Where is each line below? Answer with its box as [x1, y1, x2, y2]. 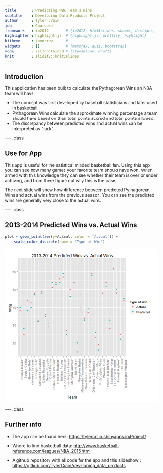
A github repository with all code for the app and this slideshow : [12, 457, 142, 463]
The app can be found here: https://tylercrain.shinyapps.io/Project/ [12, 433, 147, 439]
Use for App [5, 149, 42, 157]
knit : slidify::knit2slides [5, 54, 79, 59]
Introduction [5, 72, 44, 81]
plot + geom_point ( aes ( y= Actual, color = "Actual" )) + [5, 234, 118, 239]
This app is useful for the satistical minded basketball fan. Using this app [5, 162, 150, 168]
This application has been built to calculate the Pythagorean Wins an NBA [5, 85, 152, 91]
